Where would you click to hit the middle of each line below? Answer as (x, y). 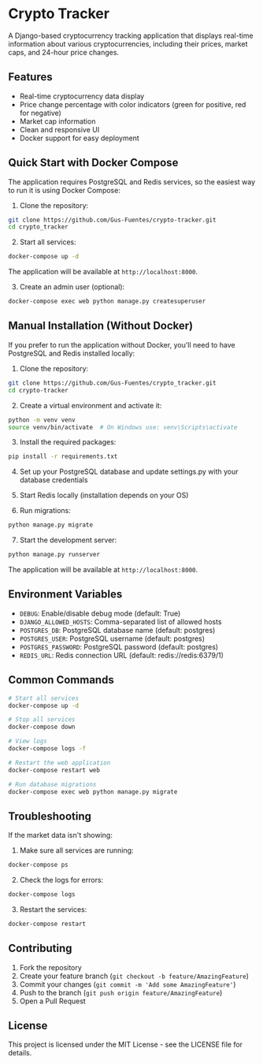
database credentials (54, 480)
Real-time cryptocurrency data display (82, 96)
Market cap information (57, 121)
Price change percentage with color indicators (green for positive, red (133, 104)
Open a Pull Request (53, 1001)
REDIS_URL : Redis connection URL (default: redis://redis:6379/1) (122, 655)
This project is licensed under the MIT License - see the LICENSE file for (125, 1044)
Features (30, 77)
